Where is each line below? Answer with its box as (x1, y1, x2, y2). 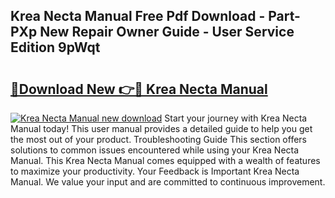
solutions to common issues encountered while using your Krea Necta (10, 144, 300, 156)
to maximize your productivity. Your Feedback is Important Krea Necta (10, 165, 300, 177)
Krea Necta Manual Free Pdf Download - (10, 8, 266, 25)
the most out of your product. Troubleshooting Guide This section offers (10, 134, 307, 145)
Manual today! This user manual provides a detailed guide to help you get (10, 123, 313, 134)
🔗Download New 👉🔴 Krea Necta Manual (10, 80, 268, 98)
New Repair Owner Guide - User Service (39, 24, 295, 41)
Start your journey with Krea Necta (164, 112, 308, 124)
